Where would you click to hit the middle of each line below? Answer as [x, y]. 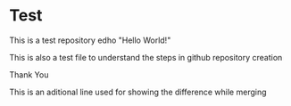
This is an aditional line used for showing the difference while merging [138, 92]
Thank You [29, 74]
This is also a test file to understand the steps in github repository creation [146, 57]
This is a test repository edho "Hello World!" [90, 40]
